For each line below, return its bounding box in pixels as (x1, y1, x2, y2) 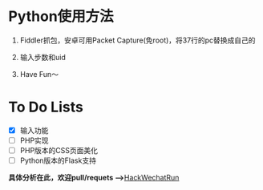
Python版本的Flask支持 (19, 156, 96, 165)
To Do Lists (8, 98, 84, 116)
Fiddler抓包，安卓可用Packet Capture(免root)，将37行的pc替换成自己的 (19, 35, 256, 45)
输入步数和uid (19, 52, 67, 62)
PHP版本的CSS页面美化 (19, 146, 99, 155)
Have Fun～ (19, 69, 59, 79)
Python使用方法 (8, 7, 114, 26)
